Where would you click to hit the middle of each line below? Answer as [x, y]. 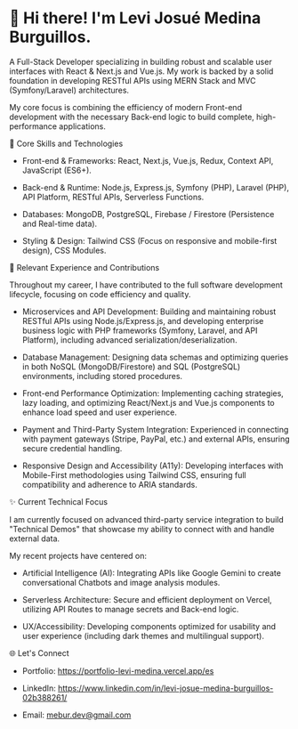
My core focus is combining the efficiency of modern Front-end [126, 107]
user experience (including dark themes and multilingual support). [143, 636]
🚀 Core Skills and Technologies [66, 143]
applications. [83, 126]
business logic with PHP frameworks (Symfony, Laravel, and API [140, 330]
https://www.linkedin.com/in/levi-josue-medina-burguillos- [165, 688]
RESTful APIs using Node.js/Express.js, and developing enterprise [143, 320]
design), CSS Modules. [64, 250]
